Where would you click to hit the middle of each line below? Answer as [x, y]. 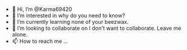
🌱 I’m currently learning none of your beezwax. [70, 22]
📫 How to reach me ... [40, 41]
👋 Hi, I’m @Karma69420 [42, 9]
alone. [20, 35]
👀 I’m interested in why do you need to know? [68, 15]
